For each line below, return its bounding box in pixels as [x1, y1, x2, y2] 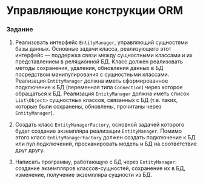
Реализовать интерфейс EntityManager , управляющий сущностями [15, 39, 188, 46]
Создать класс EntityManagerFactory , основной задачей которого [15, 121, 185, 128]
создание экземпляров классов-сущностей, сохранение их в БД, [15, 165, 186, 172]
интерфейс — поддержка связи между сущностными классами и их [15, 52, 193, 59]
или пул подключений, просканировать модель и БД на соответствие [15, 140, 197, 148]
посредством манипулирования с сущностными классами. [15, 71, 170, 78]
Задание [6, 25, 33, 34]
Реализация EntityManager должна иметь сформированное [15, 77, 168, 84]
